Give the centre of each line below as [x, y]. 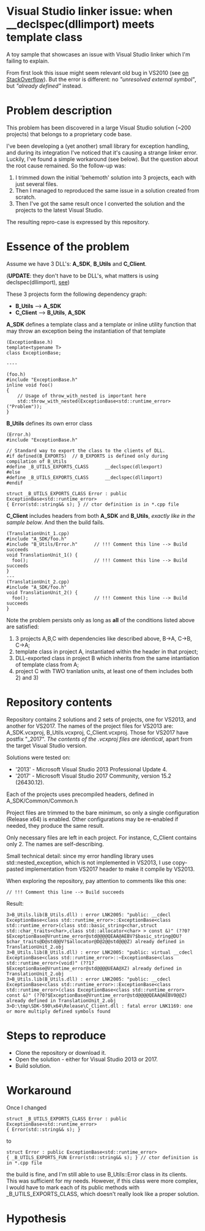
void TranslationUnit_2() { [42, 592]
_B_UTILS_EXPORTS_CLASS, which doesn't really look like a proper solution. [103, 1194]
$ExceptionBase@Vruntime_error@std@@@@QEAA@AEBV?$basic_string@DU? [94, 936]
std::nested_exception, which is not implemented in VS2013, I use [89, 862]
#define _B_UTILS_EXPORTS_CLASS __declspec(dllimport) [85, 477]
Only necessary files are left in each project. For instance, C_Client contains [102, 837]
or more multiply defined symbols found [59, 1011]
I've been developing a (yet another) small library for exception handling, [98, 146]
